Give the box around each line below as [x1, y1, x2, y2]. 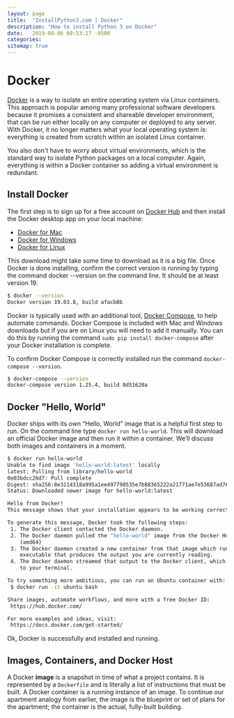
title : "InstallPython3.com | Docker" [7, 17, 123, 24]
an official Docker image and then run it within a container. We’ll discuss [7, 434, 214, 443]
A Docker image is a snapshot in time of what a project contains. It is [7, 673, 205, 682]
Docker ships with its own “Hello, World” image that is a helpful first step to [7, 420, 223, 428]
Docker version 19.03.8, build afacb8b [7, 298, 123, 305]
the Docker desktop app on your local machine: [7, 214, 143, 223]
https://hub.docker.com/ [10, 602, 82, 610]
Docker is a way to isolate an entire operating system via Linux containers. [7, 96, 221, 104]
